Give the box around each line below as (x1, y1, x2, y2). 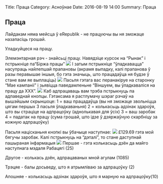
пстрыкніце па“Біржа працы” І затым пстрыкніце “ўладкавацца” (5, 61, 144, 67)
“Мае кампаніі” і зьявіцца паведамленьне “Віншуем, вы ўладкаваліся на (5, 82, 155, 88)
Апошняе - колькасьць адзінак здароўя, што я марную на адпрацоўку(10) (5, 173, 159, 179)
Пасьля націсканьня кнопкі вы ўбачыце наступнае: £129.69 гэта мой (5, 129, 154, 135)
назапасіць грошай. (5, 36, 46, 42)
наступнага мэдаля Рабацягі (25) (5, 145, 74, 151)
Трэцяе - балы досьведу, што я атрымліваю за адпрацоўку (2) (5, 164, 135, 170)
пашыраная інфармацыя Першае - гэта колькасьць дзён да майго (5, 140, 148, 146)
